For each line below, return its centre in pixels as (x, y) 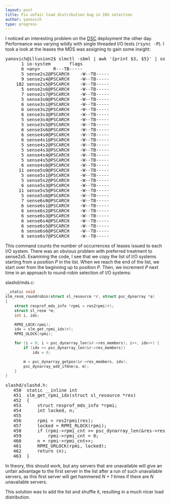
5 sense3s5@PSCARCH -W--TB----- (65, 125)
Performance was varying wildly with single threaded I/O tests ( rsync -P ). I (85, 44)
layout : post (19, 10)
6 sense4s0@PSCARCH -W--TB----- (65, 135)
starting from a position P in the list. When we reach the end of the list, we (82, 262)
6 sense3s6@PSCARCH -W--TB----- (65, 130)
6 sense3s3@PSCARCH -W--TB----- (65, 115)
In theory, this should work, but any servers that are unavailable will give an (84, 466)
